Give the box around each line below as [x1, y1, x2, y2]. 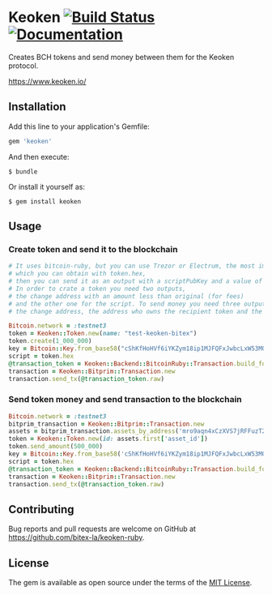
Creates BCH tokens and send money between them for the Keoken [8, 52, 235, 62]
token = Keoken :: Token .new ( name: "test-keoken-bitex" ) [8, 329, 198, 338]
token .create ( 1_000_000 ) [8, 337, 92, 345]
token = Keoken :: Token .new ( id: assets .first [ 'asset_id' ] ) [8, 434, 208, 443]
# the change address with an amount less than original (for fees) [8, 292, 244, 300]
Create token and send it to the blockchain [8, 243, 178, 255]
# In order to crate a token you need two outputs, [8, 285, 186, 293]
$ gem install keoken [8, 197, 82, 206]
